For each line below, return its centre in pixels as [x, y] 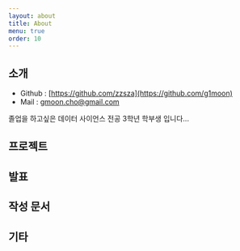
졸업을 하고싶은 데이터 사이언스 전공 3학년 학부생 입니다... [99, 119]
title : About [30, 23]
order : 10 [25, 38]
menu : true [27, 31]
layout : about [32, 16]
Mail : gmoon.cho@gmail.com [69, 102]
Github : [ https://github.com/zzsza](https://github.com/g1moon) [126, 93]
